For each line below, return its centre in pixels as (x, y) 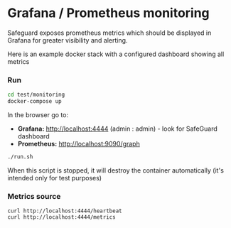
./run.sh (20, 157)
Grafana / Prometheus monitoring (108, 13)
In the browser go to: (38, 114)
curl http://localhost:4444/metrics (61, 217)
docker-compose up (34, 102)
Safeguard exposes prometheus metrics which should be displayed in (109, 33)
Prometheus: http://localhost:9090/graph (79, 143)
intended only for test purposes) (54, 178)
